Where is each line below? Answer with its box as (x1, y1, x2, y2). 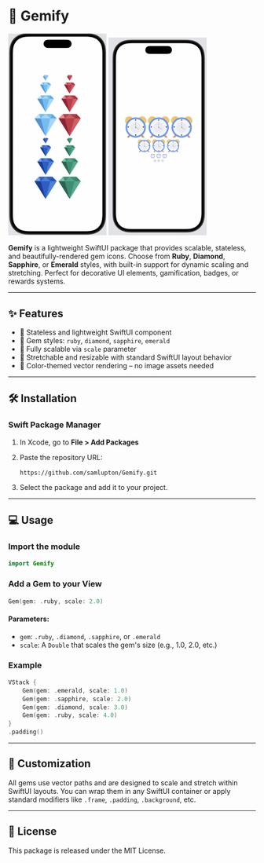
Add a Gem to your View (8, 579, 102, 590)
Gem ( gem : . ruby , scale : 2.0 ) (8, 597, 104, 605)
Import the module (8, 541, 81, 552)
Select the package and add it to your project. (19, 482, 168, 492)
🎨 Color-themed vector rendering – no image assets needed (19, 360, 214, 370)
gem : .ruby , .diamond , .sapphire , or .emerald (19, 631, 161, 641)
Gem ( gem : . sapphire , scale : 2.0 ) (22, 695, 132, 703)
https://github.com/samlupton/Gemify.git (19, 469, 157, 477)
